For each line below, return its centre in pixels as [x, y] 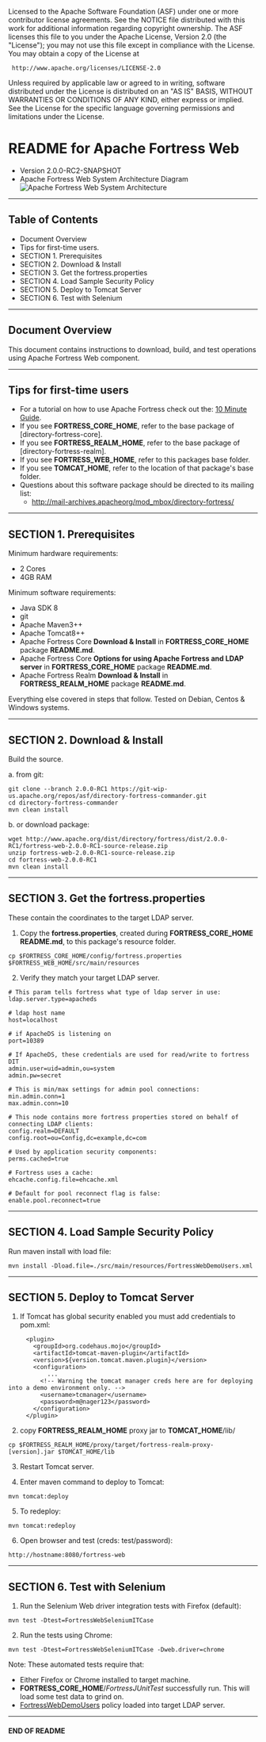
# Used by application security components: [83, 1152]
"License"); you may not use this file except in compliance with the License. [132, 45]
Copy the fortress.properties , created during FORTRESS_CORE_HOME [136, 933]
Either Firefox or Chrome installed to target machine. [105, 1680]
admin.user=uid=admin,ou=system [61, 1069]
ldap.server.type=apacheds [53, 999]
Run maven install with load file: [60, 1251]
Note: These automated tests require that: [76, 1664]
